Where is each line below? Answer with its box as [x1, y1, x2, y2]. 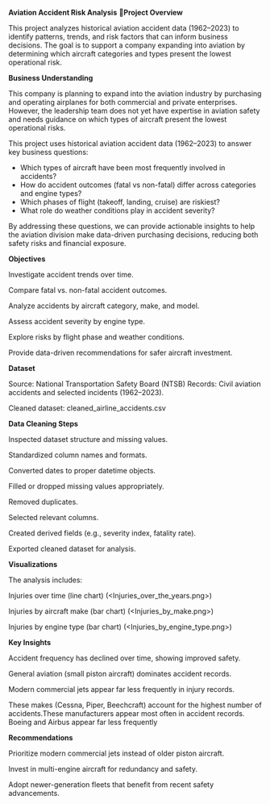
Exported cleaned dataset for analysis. [8, 544, 137, 553]
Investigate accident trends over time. [8, 270, 135, 279]
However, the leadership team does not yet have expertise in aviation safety [8, 106, 260, 115]
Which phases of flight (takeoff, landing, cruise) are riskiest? [19, 198, 220, 206]
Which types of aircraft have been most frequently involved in [19, 163, 226, 173]
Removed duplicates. [8, 497, 78, 506]
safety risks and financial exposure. [8, 239, 127, 248]
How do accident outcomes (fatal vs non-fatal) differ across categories [19, 180, 256, 190]
